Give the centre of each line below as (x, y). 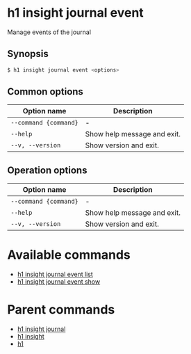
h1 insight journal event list (55, 274)
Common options (45, 92)
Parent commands (61, 310)
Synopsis (28, 54)
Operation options (47, 170)
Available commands (69, 255)
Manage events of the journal (49, 32)
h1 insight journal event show (59, 282)
